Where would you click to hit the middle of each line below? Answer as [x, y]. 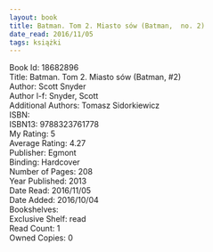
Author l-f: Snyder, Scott [54, 96]
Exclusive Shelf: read [48, 219]
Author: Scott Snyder [48, 86]
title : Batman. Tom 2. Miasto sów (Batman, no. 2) [107, 26]
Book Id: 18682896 [44, 68]
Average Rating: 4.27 [48, 143]
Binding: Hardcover [45, 162]
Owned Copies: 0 [41, 238]
